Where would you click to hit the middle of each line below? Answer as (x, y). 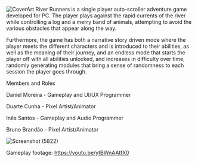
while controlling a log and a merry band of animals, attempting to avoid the (99, 22)
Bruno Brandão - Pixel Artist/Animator (52, 129)
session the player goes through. (47, 71)
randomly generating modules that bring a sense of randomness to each (95, 65)
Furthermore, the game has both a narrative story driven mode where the (96, 40)
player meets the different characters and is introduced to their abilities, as (98, 46)
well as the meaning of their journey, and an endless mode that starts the (96, 53)
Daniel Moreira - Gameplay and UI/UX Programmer (69, 95)
